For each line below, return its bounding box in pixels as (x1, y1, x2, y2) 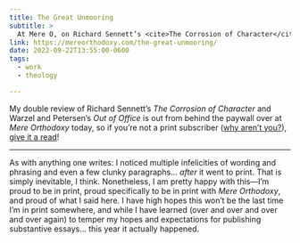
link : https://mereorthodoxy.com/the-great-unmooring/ (9, 37, 218, 47)
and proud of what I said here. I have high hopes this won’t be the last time (9, 195, 284, 206)
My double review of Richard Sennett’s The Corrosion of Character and (9, 103, 271, 114)
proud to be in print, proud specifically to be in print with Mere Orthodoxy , (9, 185, 281, 196)
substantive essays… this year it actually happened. (9, 223, 200, 234)
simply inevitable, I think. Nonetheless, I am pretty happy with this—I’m (9, 175, 270, 187)
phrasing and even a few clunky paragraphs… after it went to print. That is (9, 166, 282, 177)
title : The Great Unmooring (9, 12, 114, 22)
